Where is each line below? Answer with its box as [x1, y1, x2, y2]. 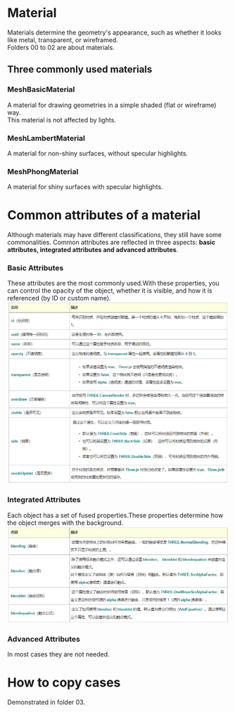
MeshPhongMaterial [7, 167, 79, 177]
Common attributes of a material [7, 208, 201, 223]
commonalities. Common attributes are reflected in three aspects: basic [7, 238, 216, 247]
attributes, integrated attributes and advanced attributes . [7, 246, 179, 254]
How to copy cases [7, 675, 121, 691]
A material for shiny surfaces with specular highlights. [7, 183, 163, 191]
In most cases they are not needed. [7, 650, 110, 659]
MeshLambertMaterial [7, 133, 86, 143]
